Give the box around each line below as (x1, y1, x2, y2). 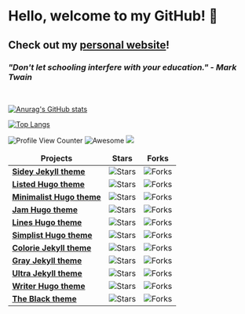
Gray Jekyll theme (12, 254, 82, 265)
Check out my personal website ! (8, 38, 170, 52)
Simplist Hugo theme (12, 229, 93, 240)
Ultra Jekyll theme (12, 268, 82, 279)
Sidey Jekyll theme (12, 166, 86, 177)
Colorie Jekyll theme (12, 242, 92, 253)
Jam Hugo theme (12, 204, 79, 215)
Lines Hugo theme (12, 217, 82, 228)
